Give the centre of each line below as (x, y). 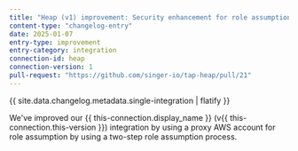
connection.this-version (53, 127)
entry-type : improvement (55, 42)
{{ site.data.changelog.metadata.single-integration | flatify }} (120, 100)
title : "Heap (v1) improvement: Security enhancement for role (129, 17)
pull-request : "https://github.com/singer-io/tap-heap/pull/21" (130, 75)
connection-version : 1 (51, 68)
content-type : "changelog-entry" (71, 26)
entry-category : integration (63, 51)
